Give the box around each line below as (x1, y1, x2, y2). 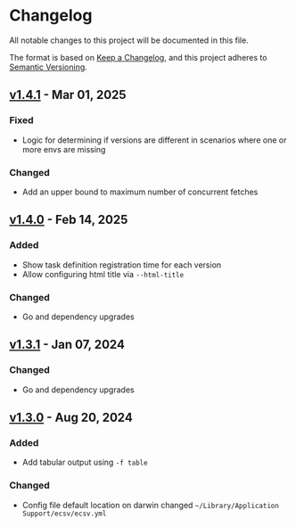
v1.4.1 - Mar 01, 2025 (9, 87, 127, 103)
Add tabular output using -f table (21, 457, 149, 468)
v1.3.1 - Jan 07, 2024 (9, 337, 125, 352)
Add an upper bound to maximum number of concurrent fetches (21, 186, 259, 197)
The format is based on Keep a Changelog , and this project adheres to (9, 52, 267, 62)
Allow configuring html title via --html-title (21, 268, 185, 279)
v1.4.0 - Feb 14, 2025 (9, 212, 128, 227)
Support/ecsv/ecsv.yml (21, 509, 107, 518)
